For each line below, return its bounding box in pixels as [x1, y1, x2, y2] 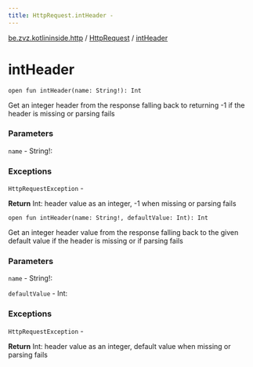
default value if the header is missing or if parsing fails [8, 237, 184, 246]
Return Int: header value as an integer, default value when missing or [8, 341, 231, 350]
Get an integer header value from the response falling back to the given [8, 228, 239, 237]
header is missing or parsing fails [8, 108, 115, 118]
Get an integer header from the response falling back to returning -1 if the [8, 100, 245, 110]
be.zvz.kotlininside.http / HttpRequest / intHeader [8, 33, 168, 42]
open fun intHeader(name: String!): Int [8, 86, 143, 94]
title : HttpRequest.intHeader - [8, 11, 114, 20]
